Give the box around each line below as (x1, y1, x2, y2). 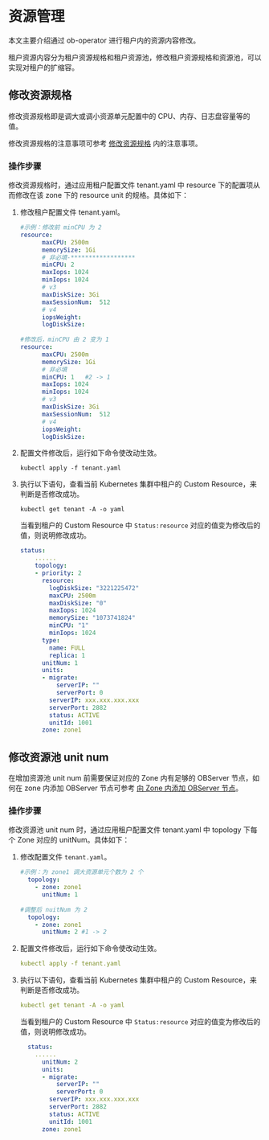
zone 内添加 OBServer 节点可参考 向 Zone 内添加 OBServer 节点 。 (23, 783, 243, 793)
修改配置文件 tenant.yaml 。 (19, 852, 112, 862)
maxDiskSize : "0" (49, 599, 107, 607)
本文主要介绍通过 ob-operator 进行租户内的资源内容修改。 (8, 35, 201, 45)
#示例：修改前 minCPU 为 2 (19, 223, 102, 232)
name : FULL (49, 644, 86, 652)
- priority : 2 (35, 569, 82, 577)
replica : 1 (49, 651, 86, 659)
